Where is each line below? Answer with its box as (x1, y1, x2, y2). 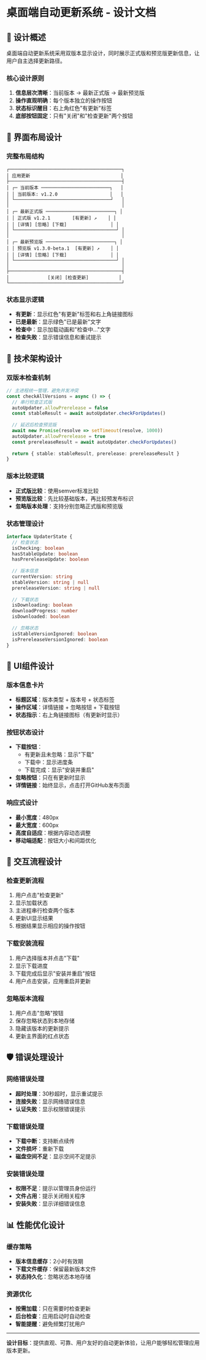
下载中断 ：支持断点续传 (15, 1137, 75, 1144)
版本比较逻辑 (6, 472, 45, 480)
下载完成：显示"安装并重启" (24, 766, 94, 773)
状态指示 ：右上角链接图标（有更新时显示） (15, 711, 123, 719)
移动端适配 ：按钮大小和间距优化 (15, 837, 96, 844)
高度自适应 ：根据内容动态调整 (15, 829, 91, 836)
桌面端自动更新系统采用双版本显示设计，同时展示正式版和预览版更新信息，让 (6, 50, 200, 57)
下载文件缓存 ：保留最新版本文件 (15, 1265, 96, 1273)
